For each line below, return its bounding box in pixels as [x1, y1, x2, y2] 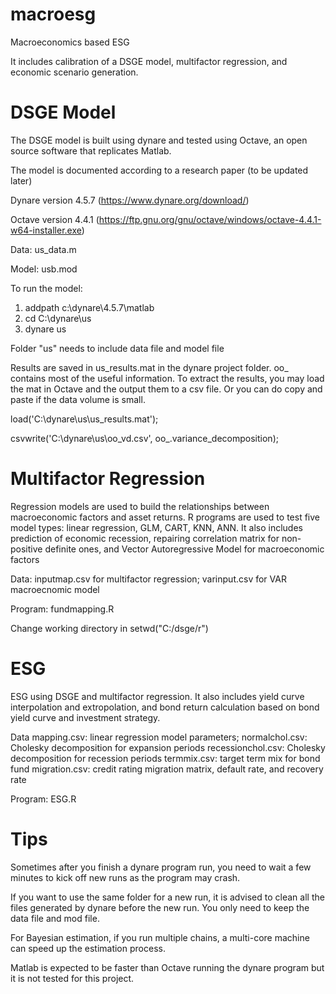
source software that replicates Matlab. [10, 144, 172, 157]
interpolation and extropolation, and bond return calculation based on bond [10, 701, 320, 713]
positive [10, 543, 43, 555]
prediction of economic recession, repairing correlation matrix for [10, 532, 280, 544]
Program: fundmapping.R [10, 603, 115, 615]
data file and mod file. [10, 912, 100, 924]
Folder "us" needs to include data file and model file [10, 342, 225, 354]
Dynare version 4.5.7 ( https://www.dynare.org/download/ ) [10, 194, 250, 206]
